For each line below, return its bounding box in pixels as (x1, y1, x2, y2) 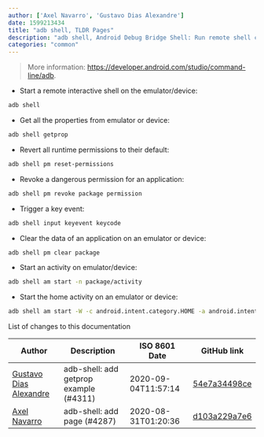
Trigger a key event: (19, 204, 85, 213)
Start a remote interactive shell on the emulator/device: (19, 86, 198, 95)
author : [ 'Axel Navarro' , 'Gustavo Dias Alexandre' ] (8, 11, 185, 20)
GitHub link (200, 346, 244, 357)
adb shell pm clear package (8, 249, 101, 257)
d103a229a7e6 (192, 411, 252, 422)
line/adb (27, 71, 55, 80)
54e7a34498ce (192, 379, 252, 390)
